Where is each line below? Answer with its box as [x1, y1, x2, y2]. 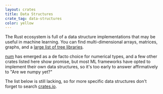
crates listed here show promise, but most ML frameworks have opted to [5, 59, 151, 64]
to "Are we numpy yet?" [5, 69, 53, 75]
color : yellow [5, 20, 34, 26]
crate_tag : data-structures [5, 16, 62, 21]
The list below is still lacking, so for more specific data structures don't [5, 78, 147, 84]
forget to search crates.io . [5, 83, 57, 90]
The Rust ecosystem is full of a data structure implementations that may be [5, 34, 156, 40]
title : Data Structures [5, 12, 54, 16]
